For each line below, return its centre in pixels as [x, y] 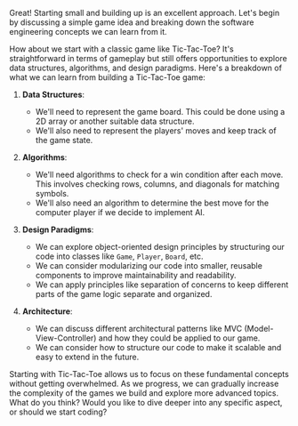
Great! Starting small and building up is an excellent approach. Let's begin [145, 13]
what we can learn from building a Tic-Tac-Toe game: [108, 77]
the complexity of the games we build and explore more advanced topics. [144, 393]
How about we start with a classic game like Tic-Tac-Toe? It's [121, 49]
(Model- [259, 329]
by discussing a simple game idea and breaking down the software [132, 22]
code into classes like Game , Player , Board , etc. [119, 256]
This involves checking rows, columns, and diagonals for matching [157, 184]
